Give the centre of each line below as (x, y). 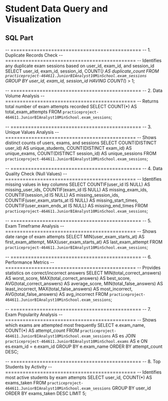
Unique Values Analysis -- (32, 132)
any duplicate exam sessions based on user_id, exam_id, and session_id (80, 66)
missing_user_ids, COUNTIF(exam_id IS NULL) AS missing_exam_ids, (76, 190)
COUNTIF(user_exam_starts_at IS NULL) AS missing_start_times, (72, 200)
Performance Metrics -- (30, 262)
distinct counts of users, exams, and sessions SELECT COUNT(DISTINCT (81, 143)
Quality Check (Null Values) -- (36, 174)
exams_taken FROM (26, 383)
